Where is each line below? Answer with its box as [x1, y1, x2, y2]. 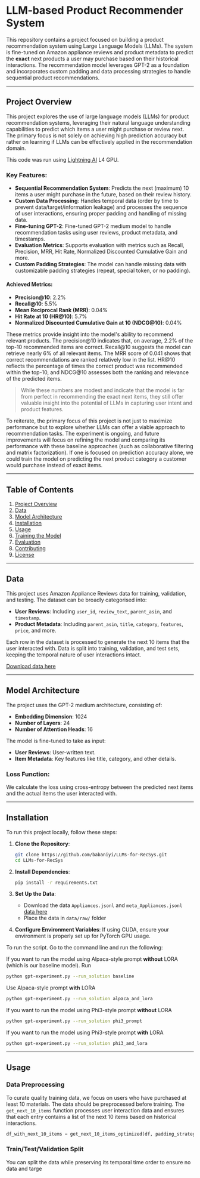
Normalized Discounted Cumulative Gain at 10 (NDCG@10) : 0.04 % [14, 319, 182, 326]
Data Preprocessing [6, 1081, 65, 1089]
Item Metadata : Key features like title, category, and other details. [14, 755, 177, 762]
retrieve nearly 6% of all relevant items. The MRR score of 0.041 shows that [6, 350, 192, 357]
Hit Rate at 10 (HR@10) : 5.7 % [14, 313, 87, 320]
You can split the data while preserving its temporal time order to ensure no [6, 1158, 191, 1165]
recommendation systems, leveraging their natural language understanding [6, 119, 190, 126]
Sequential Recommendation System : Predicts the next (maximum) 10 [14, 184, 189, 192]
